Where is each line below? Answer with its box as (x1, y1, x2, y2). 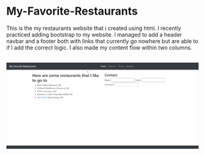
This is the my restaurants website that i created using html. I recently (6, 24, 181, 32)
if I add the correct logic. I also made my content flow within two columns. (6, 44, 192, 51)
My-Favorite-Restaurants (6, 4, 138, 18)
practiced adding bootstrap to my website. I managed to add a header (6, 31, 182, 38)
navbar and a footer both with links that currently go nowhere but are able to (6, 37, 198, 45)
